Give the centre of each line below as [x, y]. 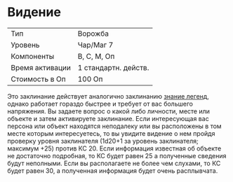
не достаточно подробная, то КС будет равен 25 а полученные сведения [117, 155]
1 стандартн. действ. [113, 67]
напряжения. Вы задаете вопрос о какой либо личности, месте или [109, 111]
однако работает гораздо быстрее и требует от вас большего [100, 104]
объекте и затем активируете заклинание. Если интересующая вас [108, 118]
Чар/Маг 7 [95, 45]
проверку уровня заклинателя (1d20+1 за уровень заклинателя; [103, 141]
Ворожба [93, 34]
